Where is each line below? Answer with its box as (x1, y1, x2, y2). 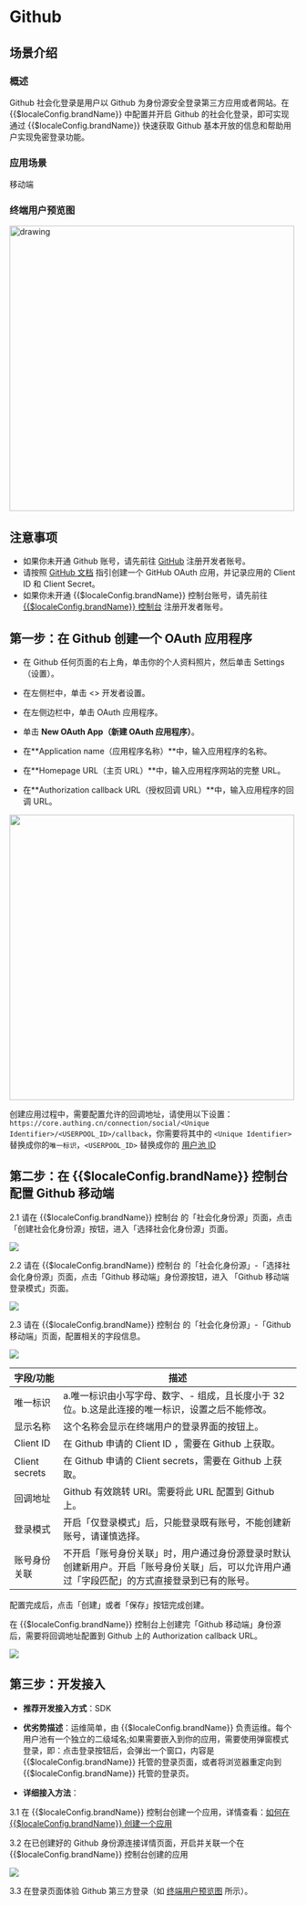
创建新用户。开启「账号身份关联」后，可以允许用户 (63, 1560, 282, 1573)
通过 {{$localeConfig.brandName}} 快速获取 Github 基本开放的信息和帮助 (9, 120, 284, 131)
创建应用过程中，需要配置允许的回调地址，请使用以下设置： (9, 1109, 233, 1120)
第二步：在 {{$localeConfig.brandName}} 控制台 (9, 1169, 289, 1184)
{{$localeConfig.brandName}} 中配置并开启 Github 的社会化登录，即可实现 (9, 108, 290, 120)
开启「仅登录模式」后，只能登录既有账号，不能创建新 (63, 1516, 291, 1529)
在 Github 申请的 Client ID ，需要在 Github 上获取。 (63, 1437, 280, 1449)
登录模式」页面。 (9, 1282, 74, 1293)
